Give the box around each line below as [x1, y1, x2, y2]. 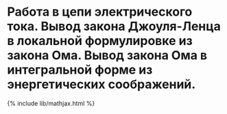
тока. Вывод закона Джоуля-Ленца [7, 18, 222, 34]
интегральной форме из [7, 62, 153, 78]
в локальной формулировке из [7, 33, 193, 48]
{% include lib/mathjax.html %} [7, 99, 95, 107]
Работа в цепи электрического [7, 4, 193, 20]
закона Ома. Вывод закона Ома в [7, 48, 208, 63]
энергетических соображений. [7, 76, 196, 92]
